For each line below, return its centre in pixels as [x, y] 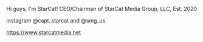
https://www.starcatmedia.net [43, 32]
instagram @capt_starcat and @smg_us [56, 20]
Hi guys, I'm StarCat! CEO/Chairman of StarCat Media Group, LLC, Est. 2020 [102, 9]
